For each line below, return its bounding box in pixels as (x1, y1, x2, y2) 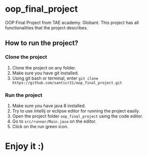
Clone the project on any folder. (12, 65, 76, 70)
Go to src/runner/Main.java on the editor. (12, 118, 97, 124)
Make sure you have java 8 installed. (12, 103, 86, 109)
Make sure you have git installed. (12, 70, 79, 76)
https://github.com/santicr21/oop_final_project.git (12, 80, 123, 85)
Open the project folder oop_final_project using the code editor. (12, 113, 143, 119)
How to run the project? (5, 39, 78, 47)
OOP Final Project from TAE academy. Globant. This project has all (5, 20, 139, 25)
